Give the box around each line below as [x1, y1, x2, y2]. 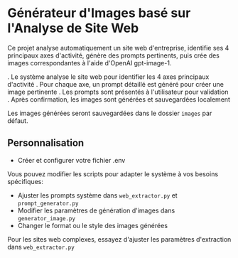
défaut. [7, 116, 28, 125]
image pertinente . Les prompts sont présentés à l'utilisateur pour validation [7, 87, 229, 96]
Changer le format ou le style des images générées [17, 221, 168, 230]
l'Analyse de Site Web [7, 20, 139, 36]
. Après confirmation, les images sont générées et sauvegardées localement [7, 95, 231, 104]
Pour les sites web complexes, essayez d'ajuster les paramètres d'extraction [7, 235, 232, 243]
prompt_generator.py [17, 200, 79, 207]
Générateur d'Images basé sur [7, 5, 191, 21]
